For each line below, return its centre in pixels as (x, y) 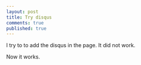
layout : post (22, 12)
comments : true (25, 23)
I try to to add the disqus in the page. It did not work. (71, 45)
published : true (26, 28)
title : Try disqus (29, 17)
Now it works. (23, 57)
